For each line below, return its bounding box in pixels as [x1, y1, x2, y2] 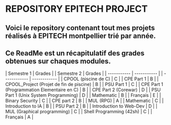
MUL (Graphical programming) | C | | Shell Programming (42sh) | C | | [5, 109, 153, 115]
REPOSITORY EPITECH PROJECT [5, 3, 148, 15]
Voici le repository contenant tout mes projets [5, 24, 155, 32]
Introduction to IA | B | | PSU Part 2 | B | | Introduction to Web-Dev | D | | [5, 103, 158, 109]
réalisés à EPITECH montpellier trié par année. [5, 31, 156, 40]
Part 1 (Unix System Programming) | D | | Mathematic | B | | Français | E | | [5, 92, 161, 98]
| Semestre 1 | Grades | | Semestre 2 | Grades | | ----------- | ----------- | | [5, 70, 163, 77]
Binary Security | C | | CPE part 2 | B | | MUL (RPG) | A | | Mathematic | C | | [5, 98, 164, 104]
